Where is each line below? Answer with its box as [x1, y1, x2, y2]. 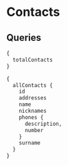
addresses [19, 95, 47, 102]
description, [24, 120, 63, 127]
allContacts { [12, 82, 53, 89]
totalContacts [12, 56, 53, 63]
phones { [19, 113, 44, 121]
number [24, 127, 44, 133]
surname [19, 140, 41, 147]
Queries [6, 32, 42, 44]
